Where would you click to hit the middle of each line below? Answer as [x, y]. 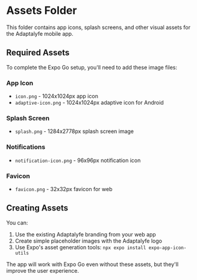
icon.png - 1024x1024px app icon [56, 96]
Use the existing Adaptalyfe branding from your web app [86, 234]
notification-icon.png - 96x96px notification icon [78, 160]
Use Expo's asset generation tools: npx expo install [80, 247]
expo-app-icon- [167, 248]
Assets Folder [42, 11]
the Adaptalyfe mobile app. [40, 33]
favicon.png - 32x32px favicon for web [64, 189]
